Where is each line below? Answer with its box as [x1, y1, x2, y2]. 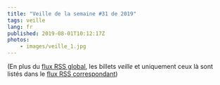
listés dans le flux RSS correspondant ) [7, 70, 118, 78]
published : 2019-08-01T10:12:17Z [7, 30, 105, 37]
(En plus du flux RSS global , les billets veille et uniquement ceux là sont [7, 63, 213, 70]
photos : [7, 37, 30, 44]
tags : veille [7, 17, 46, 24]
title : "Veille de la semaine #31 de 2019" [7, 10, 137, 18]
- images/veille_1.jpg [20, 43, 86, 50]
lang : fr [7, 23, 33, 30]
